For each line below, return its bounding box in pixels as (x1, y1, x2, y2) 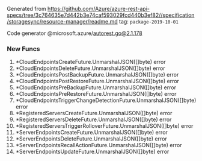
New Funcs (7, 45, 40, 53)
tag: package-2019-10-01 (118, 18, 179, 25)
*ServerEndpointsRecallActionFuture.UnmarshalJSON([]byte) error (15, 142, 182, 149)
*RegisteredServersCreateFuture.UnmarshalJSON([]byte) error (15, 110, 173, 117)
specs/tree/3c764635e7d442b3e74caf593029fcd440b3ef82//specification (7, 11, 195, 19)
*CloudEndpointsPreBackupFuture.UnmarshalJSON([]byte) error (15, 84, 177, 91)
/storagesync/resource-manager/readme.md (7, 18, 118, 25)
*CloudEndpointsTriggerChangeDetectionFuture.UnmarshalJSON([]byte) (15, 96, 197, 104)
